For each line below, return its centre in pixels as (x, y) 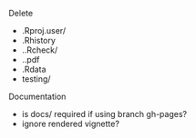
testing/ (36, 79)
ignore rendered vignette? (71, 123)
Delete (21, 13)
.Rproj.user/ (43, 30)
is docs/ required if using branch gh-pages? (104, 114)
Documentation (37, 96)
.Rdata (34, 69)
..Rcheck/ (40, 50)
